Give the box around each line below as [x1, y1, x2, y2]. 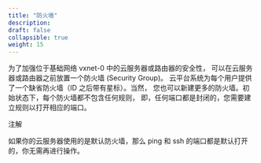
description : [8, 19, 51, 27]
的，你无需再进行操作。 [8, 146, 84, 156]
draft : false [8, 26, 51, 34]
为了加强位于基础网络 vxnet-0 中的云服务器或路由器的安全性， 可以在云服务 [8, 64, 253, 73]
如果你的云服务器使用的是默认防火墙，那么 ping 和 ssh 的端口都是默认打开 [8, 136, 248, 146]
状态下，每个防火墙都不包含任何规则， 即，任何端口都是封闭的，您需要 [14, 93, 244, 102]
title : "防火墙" [8, 11, 58, 20]
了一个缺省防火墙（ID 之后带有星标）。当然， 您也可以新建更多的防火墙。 [8, 83, 243, 93]
